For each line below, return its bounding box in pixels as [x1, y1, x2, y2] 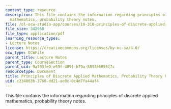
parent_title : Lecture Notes [5, 54, 67, 60]
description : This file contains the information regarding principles [5, 12, 160, 17]
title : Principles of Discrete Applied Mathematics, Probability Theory [5, 74, 163, 79]
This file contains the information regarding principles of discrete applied [5, 92, 158, 98]
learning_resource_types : [5, 36, 60, 41]
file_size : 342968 [5, 26, 44, 32]
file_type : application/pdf [5, 31, 65, 36]
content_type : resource [5, 7, 56, 13]
